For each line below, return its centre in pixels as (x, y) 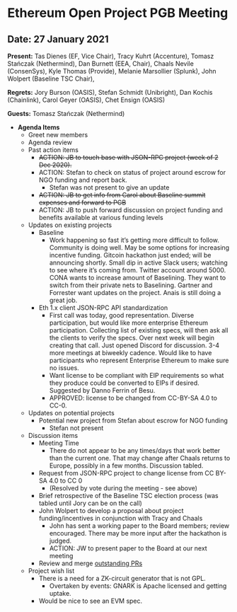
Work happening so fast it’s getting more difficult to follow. (134, 240)
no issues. (64, 368)
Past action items (53, 150)
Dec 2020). (55, 165)
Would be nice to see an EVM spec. (91, 601)
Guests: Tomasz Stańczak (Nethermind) (66, 114)
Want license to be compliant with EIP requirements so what (137, 375)
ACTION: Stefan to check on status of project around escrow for (132, 172)
